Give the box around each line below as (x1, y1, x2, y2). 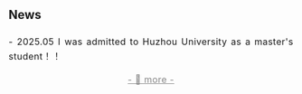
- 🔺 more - (127, 73, 175, 86)
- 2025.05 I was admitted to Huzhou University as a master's (8, 35, 294, 48)
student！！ (8, 50, 62, 62)
